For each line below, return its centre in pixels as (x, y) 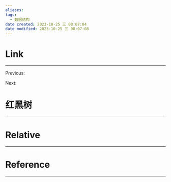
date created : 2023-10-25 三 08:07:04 (46, 24)
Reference (27, 165)
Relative (23, 135)
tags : (11, 15)
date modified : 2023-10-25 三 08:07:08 (47, 29)
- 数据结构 (20, 19)
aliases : (15, 10)
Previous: (15, 73)
